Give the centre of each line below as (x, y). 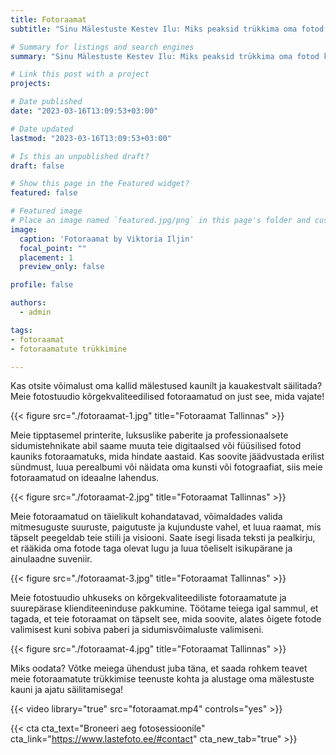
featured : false (44, 193)
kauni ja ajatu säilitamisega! (67, 690)
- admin (35, 312)
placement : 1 (46, 257)
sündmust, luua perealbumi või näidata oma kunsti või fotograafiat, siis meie (166, 467)
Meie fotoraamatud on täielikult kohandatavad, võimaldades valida (146, 517)
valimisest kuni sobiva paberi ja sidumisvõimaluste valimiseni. (137, 630)
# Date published (46, 102)
